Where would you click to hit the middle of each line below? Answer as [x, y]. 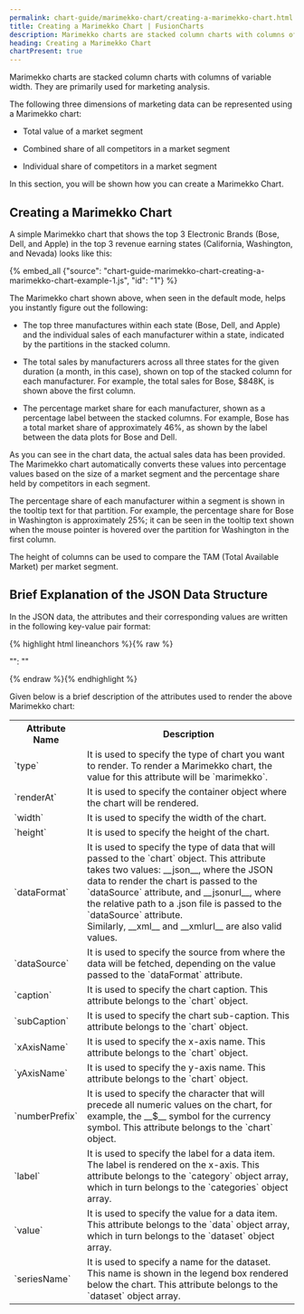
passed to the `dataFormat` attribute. [165, 975]
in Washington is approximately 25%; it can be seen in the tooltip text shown [152, 520]
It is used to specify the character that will [176, 1093]
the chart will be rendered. [143, 803]
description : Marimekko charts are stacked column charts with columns [147, 34]
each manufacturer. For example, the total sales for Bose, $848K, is [148, 381]
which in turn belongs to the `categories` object [188, 1187]
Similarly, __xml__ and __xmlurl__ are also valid [185, 926]
